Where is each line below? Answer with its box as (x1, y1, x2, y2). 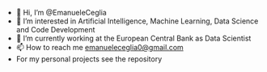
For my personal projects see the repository (15, 54, 163, 64)
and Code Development (15, 25, 95, 34)
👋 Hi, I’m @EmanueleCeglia (15, 8, 107, 17)
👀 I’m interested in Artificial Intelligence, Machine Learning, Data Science (15, 16, 259, 26)
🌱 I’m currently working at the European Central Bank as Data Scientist (15, 33, 252, 43)
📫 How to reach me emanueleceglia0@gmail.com (15, 43, 184, 52)
